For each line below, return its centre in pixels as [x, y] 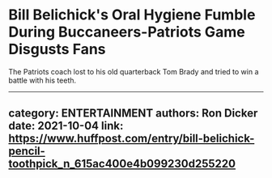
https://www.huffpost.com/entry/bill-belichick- [132, 139]
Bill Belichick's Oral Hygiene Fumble [132, 15]
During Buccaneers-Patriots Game [127, 32]
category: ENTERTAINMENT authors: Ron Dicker [133, 114]
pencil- [27, 151]
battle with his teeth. [42, 80]
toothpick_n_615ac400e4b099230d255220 [122, 164]
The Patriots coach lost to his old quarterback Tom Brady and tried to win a [134, 71]
